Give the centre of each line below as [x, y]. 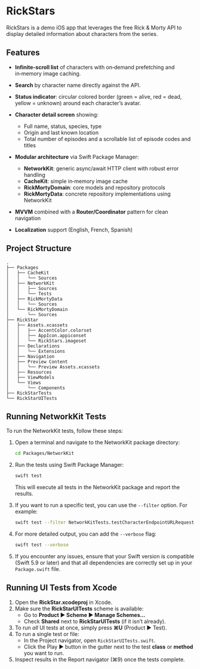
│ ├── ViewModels [30, 377]
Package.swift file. [38, 569]
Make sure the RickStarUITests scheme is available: [79, 609]
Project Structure [39, 248]
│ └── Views [24, 383]
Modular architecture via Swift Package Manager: [77, 157]
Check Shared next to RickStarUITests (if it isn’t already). [95, 621]
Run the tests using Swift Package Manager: [69, 465]
